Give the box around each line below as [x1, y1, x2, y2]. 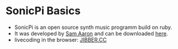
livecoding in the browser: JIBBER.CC [14, 36, 107, 43]
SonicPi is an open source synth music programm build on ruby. [14, 24, 173, 31]
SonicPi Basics [5, 4, 81, 18]
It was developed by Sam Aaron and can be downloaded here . [14, 30, 168, 37]
